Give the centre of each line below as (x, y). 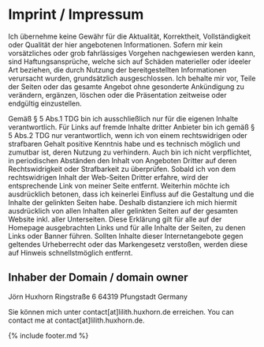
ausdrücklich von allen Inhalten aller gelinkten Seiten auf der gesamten (123, 211)
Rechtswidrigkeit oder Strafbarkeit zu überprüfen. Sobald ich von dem (122, 169)
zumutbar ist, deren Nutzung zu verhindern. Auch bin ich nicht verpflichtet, (130, 152)
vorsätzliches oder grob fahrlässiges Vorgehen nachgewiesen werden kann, (132, 53)
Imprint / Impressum (76, 15)
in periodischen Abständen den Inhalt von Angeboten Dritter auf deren (123, 160)
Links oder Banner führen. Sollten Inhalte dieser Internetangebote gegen (126, 236)
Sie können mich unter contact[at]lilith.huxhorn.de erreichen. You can (121, 312)
